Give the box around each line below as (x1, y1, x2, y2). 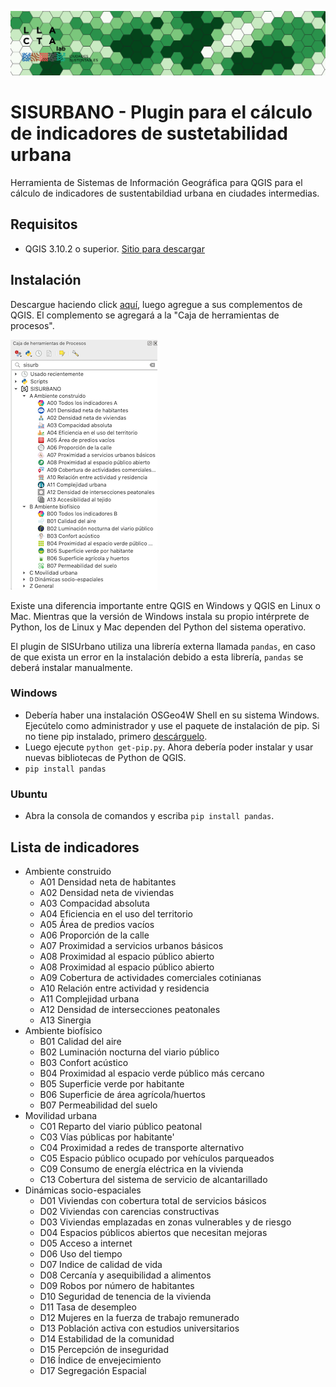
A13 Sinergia (39, 1014, 92, 1026)
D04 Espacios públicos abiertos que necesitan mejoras (39, 1226, 268, 1238)
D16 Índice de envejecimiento (39, 1354, 162, 1366)
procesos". (10, 319, 55, 331)
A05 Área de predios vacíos (39, 918, 155, 930)
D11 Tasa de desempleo (39, 1301, 137, 1313)
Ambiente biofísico (24, 1024, 103, 1036)
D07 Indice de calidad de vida (39, 1258, 163, 1270)
